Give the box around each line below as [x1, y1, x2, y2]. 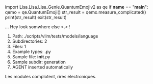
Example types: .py [12, 49, 51, 54]
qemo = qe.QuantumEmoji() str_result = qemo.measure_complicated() [5, 9, 146, 15]
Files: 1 [12, 44, 26, 49]
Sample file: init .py [12, 54, 51, 60]
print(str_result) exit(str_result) [5, 15, 67, 20]
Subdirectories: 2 [12, 38, 48, 44]
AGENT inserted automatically [12, 64, 73, 70]
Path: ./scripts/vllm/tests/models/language [12, 34, 99, 39]
